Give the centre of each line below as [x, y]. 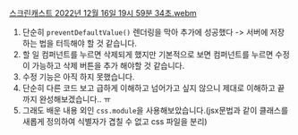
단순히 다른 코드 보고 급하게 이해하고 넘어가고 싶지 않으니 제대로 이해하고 [149, 88]
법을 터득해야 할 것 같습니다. [88, 43]
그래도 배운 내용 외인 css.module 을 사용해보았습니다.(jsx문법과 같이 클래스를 [155, 110]
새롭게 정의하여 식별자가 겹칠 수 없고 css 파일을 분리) [115, 122]
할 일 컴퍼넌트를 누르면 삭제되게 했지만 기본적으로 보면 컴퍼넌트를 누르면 [148, 55]
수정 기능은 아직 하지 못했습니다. [78, 77]
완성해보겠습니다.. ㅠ [75, 99]
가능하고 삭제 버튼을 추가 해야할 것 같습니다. [108, 66]
